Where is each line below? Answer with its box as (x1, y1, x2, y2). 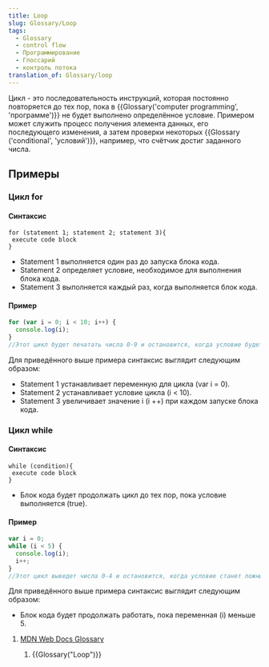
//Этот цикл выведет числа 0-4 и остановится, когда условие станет (8, 572, 242, 580)
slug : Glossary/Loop (8, 19, 78, 27)
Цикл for (8, 191, 43, 202)
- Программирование (15, 49, 81, 57)
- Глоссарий (15, 57, 56, 65)
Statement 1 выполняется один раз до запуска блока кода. (19, 257, 220, 266)
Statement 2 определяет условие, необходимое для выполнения (19, 266, 242, 275)
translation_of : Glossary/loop (8, 71, 113, 79)
